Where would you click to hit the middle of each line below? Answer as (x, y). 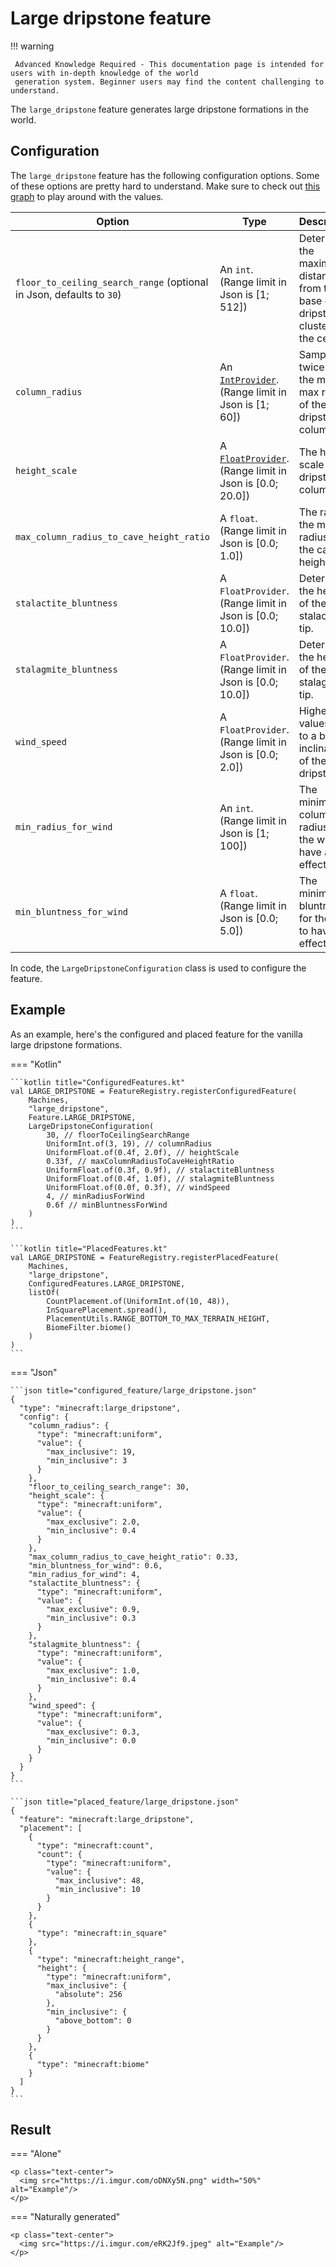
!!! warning (32, 46)
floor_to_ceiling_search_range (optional (112, 282)
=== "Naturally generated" (65, 2217)
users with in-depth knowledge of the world (104, 73)
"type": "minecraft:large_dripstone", (100, 1408)
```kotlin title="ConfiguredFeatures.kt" (98, 1082)
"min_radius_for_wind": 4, (84, 1574)
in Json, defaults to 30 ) (68, 294)
